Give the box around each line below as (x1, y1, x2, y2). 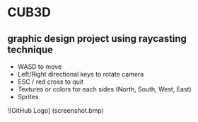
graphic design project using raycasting (7, 33, 187, 45)
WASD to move (17, 62, 62, 71)
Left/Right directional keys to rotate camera (17, 70, 144, 78)
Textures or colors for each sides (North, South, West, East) (17, 85, 192, 93)
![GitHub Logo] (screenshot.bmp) (7, 106, 105, 114)
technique (7, 43, 54, 55)
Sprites (17, 93, 39, 101)
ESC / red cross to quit (17, 77, 83, 86)
